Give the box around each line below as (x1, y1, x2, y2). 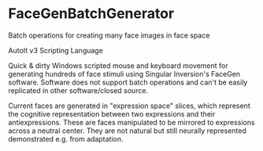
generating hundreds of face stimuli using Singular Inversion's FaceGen (8, 69, 241, 78)
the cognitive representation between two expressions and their (8, 109, 216, 118)
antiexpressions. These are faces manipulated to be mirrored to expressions (8, 117, 255, 127)
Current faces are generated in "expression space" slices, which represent (8, 101, 250, 110)
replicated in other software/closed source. (8, 85, 148, 95)
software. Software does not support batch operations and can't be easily (8, 77, 248, 87)
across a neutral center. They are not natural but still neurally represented (8, 126, 246, 135)
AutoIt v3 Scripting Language (8, 45, 104, 55)
